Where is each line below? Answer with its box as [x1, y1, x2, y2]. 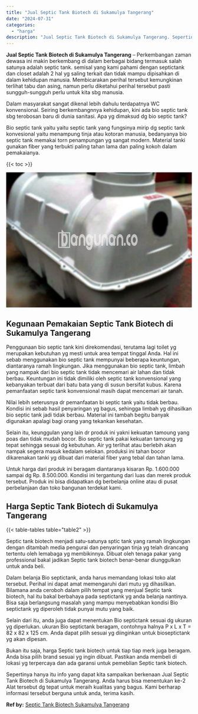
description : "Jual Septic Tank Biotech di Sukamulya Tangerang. [6, 34, 170, 41]
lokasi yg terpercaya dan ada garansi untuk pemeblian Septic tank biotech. [6, 660, 187, 667]
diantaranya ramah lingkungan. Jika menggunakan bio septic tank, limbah [6, 362, 185, 369]
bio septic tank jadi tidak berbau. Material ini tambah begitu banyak [6, 411, 170, 418]
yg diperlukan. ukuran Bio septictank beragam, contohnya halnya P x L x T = [6, 623, 192, 630]
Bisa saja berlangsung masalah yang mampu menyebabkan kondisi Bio [6, 599, 179, 606]
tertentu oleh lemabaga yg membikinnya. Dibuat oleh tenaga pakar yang [6, 550, 181, 557]
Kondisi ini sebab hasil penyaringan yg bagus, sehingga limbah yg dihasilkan [6, 405, 192, 412]
